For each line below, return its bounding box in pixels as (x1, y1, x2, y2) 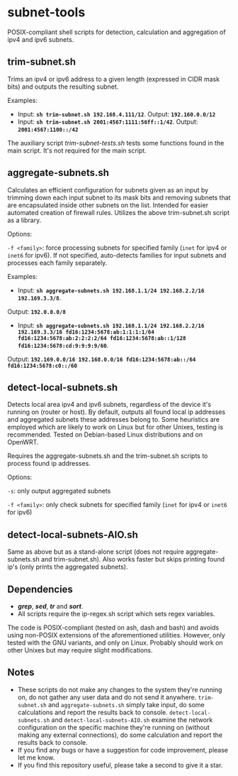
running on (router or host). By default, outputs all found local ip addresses (7, 408, 226, 416)
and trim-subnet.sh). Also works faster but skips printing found (41, 555, 225, 564)
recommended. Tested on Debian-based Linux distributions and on (7, 430, 203, 439)
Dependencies (7, 583, 73, 595)
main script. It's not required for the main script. (7, 146, 147, 155)
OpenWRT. (7, 438, 39, 447)
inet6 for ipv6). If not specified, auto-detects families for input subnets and (7, 251, 227, 259)
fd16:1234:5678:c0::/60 (7, 362, 78, 369)
